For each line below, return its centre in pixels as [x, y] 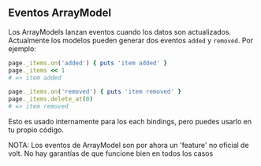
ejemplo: [22, 48]
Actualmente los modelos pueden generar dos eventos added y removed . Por [131, 40]
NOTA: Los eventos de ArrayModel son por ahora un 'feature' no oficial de [129, 146]
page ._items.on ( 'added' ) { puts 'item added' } [88, 63]
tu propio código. [36, 130]
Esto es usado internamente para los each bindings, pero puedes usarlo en [130, 122]
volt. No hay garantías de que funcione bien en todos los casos [111, 153]
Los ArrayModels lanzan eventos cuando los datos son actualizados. [119, 31]
